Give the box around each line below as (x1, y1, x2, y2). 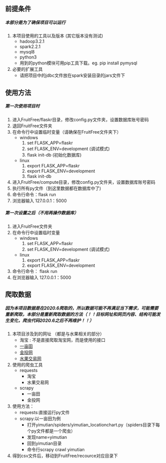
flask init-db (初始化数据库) (27, 152, 82, 157)
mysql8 (19, 49, 35, 55)
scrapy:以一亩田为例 (19, 415, 61, 422)
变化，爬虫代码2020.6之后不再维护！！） (9, 317, 94, 323)
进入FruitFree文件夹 (12, 223, 53, 229)
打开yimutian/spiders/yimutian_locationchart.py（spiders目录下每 (27, 422, 160, 428)
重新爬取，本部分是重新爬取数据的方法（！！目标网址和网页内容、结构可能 (5, 311, 156, 317)
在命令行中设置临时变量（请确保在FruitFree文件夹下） (12, 129, 122, 135)
